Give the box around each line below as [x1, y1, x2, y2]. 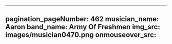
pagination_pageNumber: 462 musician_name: [5, 15, 159, 23]
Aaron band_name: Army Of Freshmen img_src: [5, 23, 160, 31]
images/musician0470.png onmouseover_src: [5, 31, 157, 39]
